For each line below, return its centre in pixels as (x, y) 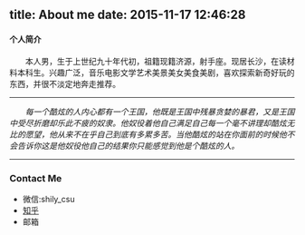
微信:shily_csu (48, 199)
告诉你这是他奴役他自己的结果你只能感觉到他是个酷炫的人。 (128, 145)
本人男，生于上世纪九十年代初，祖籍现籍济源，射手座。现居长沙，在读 (156, 61)
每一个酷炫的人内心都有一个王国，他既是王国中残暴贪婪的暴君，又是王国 (160, 112)
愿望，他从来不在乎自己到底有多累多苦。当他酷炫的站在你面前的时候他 (156, 134)
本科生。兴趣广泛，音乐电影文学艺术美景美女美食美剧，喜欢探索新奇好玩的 (156, 73)
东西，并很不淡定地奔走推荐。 (65, 83)
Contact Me (36, 178)
